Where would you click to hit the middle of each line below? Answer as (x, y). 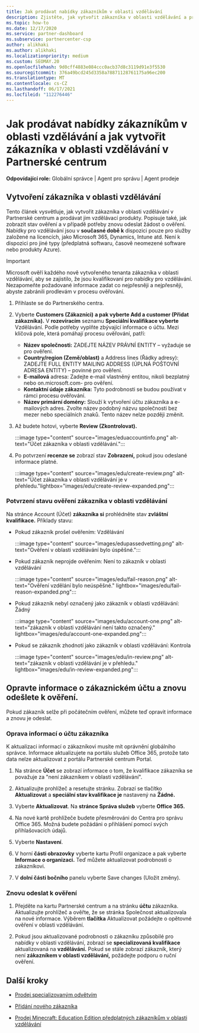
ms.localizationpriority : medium (47, 56)
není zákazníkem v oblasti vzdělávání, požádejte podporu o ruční (95, 956)
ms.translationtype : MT (36, 78)
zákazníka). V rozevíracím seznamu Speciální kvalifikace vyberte (97, 321)
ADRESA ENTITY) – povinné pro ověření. (73, 370)
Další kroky (27, 980)
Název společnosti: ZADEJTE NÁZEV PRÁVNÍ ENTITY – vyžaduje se (107, 345)
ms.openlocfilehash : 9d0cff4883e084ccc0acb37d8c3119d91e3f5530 (86, 67)
